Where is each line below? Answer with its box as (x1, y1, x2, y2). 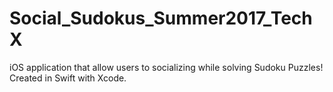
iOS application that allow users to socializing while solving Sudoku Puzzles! (9, 61, 324, 73)
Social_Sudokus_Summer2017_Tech (9, 7, 313, 30)
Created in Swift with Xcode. (9, 72, 127, 84)
